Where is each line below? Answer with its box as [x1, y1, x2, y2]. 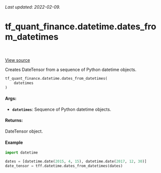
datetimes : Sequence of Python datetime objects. [12, 106, 111, 112]
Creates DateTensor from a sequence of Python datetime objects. [5, 67, 137, 72]
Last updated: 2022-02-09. [5, 4, 61, 10]
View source [5, 57, 30, 63]
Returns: [5, 118, 23, 123]
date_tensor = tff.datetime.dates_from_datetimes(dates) [5, 163, 123, 168]
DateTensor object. [5, 128, 43, 134]
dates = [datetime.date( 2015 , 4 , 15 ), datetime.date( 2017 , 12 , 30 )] [5, 159, 147, 164]
